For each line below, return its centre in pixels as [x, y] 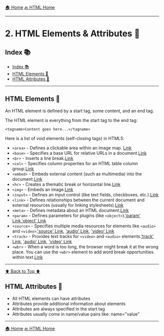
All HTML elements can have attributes [51, 298]
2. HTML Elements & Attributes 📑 [72, 34]
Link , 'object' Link [29, 220]
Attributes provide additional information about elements [69, 304]
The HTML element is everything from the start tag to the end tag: [71, 120]
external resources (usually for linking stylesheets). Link [68, 205]
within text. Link [27, 257]
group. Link [23, 168]
